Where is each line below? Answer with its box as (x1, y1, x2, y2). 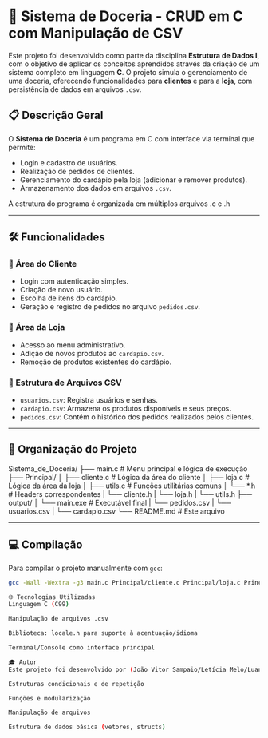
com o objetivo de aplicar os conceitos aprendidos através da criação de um (8, 59, 260, 69)
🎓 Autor (8, 658, 37, 666)
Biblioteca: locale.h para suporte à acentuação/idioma (8, 629, 198, 637)
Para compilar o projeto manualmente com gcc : (8, 563, 163, 573)
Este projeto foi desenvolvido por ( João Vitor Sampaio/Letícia (8, 665, 227, 673)
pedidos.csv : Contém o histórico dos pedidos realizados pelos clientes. (19, 412, 254, 422)
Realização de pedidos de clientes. (19, 166, 136, 176)
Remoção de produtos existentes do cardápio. (19, 357, 172, 367)
